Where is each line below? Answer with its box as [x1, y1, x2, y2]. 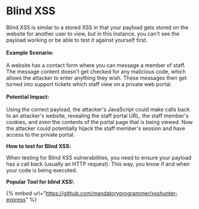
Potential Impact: [6, 93, 49, 100]
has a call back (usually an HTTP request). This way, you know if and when [6, 160, 190, 167]
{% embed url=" [6, 189, 46, 197]
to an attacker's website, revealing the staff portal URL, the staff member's [6, 112, 189, 119]
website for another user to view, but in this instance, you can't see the [6, 30, 180, 37]
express [6, 196, 26, 203]
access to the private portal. [6, 131, 75, 138]
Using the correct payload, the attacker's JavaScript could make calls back [6, 106, 190, 113]
